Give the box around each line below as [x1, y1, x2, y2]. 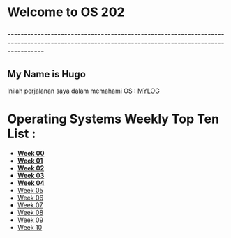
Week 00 [17, 149, 45, 157]
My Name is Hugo [7, 68, 86, 80]
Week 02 [17, 163, 45, 172]
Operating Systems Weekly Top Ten [7, 111, 220, 127]
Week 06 [17, 193, 44, 202]
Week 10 [17, 223, 43, 231]
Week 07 [17, 200, 43, 209]
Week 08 [17, 208, 44, 216]
